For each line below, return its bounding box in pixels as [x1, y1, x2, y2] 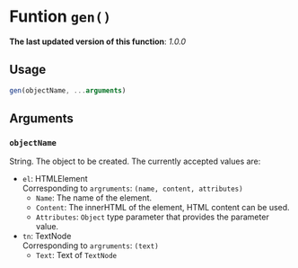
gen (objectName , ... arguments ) [9, 85, 127, 95]
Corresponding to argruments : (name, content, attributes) [22, 183, 244, 194]
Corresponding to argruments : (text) [22, 240, 159, 251]
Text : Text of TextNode [35, 250, 118, 261]
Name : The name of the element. [35, 192, 153, 203]
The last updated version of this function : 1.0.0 [9, 36, 187, 47]
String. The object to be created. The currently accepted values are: [9, 156, 261, 167]
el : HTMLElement [22, 174, 88, 184]
